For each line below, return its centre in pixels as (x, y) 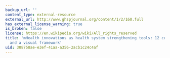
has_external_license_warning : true (44, 24)
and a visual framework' (36, 43)
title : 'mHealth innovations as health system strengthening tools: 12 (82, 38)
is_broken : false (24, 29)
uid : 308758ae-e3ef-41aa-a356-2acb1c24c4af (52, 47)
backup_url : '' (21, 10)
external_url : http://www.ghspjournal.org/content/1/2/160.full (74, 19)
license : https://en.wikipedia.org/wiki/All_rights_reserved (71, 33)
